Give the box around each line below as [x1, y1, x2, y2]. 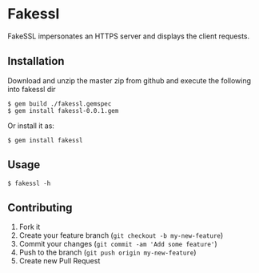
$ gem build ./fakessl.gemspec [7, 99, 112, 108]
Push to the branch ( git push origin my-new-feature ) [18, 247, 197, 257]
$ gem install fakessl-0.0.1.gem [7, 106, 119, 114]
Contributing [7, 201, 73, 215]
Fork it [18, 222, 41, 232]
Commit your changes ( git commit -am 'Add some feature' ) [18, 239, 217, 249]
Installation [7, 54, 65, 68]
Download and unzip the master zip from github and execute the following [7, 75, 251, 85]
